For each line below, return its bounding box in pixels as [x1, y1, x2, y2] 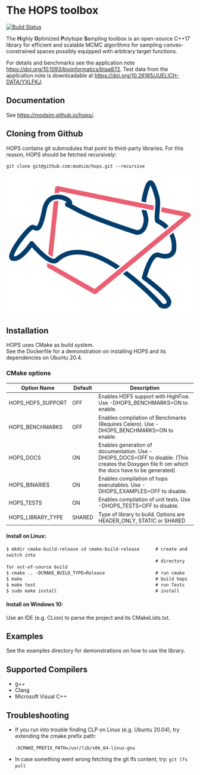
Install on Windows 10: [6, 601, 64, 608]
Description [130, 385, 160, 392]
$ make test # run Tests [6, 582, 185, 588]
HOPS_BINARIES [8, 481, 50, 488]
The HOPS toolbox [6, 4, 99, 17]
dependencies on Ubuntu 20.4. [6, 354, 83, 361]
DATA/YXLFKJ [6, 78, 42, 85]
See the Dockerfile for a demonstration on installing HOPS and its [6, 347, 167, 355]
